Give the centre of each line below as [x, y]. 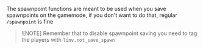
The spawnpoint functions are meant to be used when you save [86, 9]
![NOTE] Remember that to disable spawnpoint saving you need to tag [109, 33]
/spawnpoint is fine [30, 21]
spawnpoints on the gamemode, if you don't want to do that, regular [92, 15]
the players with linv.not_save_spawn [68, 40]
